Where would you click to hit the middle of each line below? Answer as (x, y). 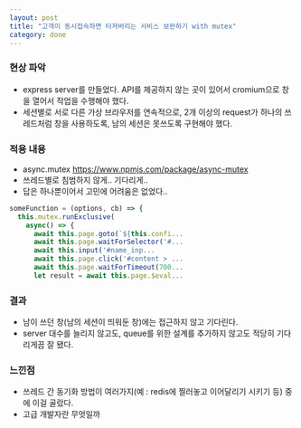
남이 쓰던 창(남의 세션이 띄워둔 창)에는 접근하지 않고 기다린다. (130, 322)
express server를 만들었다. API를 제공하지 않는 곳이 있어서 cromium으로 (151, 89)
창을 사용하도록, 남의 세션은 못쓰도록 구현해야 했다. (143, 123)
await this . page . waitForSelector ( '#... (108, 242)
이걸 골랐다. (53, 403)
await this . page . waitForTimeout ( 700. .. (108, 268)
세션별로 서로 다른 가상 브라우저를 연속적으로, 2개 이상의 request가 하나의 (152, 112)
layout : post (34, 18)
